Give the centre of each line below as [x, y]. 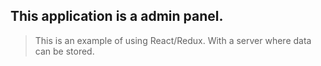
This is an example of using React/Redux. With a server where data [173, 40]
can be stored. [64, 51]
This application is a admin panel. [117, 16]
